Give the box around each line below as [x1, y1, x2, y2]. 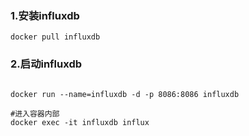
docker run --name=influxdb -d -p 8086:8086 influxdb [10, 89, 240, 99]
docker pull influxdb [10, 32, 101, 42]
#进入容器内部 [10, 108, 60, 119]
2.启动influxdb [10, 57, 83, 71]
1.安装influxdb [10, 8, 80, 22]
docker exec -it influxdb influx [10, 117, 150, 127]
